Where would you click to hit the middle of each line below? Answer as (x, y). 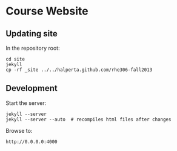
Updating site (32, 34)
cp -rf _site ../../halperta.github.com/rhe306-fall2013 (79, 70)
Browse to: (19, 130)
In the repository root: (33, 48)
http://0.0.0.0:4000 (32, 142)
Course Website (47, 11)
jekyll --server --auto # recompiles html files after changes (88, 119)
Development (32, 88)
